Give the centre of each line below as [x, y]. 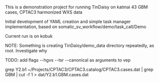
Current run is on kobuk [29, 36]
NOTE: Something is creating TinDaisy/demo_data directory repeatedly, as [80, 45]
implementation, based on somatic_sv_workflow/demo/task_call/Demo [76, 27]
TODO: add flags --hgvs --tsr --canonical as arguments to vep [68, 60]
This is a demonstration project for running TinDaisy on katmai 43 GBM [76, 7]
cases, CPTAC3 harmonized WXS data [44, 12]
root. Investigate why [26, 51]
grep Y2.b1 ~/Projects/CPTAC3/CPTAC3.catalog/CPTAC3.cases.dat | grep [79, 69]
